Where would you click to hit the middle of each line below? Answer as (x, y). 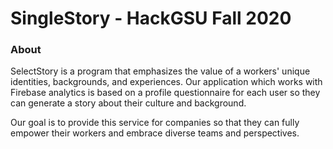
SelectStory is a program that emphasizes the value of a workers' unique (160, 71)
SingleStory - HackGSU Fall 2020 (151, 18)
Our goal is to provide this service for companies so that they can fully (155, 123)
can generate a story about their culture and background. (128, 103)
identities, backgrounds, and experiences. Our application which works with (166, 82)
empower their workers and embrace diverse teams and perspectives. (155, 133)
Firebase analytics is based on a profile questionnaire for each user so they (165, 93)
